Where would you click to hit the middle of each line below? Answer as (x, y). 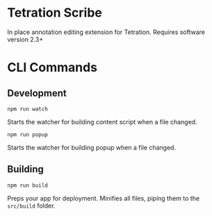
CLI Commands (52, 68)
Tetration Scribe (55, 13)
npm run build (28, 185)
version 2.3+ (25, 39)
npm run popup (28, 134)
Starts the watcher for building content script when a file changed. (102, 122)
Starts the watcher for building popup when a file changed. (91, 147)
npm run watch (28, 109)
